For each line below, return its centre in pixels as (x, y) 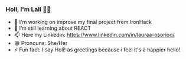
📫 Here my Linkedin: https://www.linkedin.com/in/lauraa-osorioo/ (94, 35)
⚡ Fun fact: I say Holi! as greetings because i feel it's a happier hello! (97, 50)
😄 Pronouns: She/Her (41, 43)
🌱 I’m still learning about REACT (53, 28)
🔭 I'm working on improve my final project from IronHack (83, 22)
